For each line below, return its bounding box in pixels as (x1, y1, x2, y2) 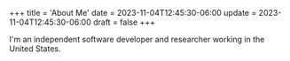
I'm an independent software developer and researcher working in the (9, 34, 265, 44)
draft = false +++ (92, 17, 156, 27)
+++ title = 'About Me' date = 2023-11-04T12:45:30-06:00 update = (9, 8, 257, 18)
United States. (9, 43, 61, 54)
